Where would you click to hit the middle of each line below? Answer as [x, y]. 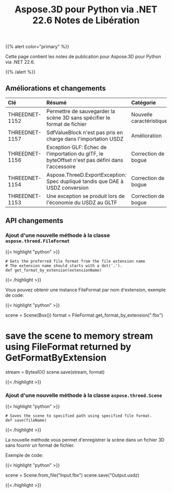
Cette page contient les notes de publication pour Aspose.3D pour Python [83, 57]
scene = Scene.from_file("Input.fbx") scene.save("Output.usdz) [72, 475]
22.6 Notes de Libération [86, 20]
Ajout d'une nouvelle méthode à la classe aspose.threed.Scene [84, 395]
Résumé [57, 103]
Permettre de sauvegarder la [81, 111]
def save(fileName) [26, 420]
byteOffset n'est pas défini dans [85, 160]
